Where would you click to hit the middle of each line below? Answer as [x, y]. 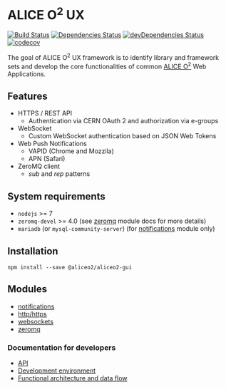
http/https [32, 313]
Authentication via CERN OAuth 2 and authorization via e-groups [123, 121]
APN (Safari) [47, 159]
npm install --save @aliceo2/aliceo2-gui [70, 268]
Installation [33, 251]
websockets [35, 321]
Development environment [57, 370]
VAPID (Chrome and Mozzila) [71, 151]
